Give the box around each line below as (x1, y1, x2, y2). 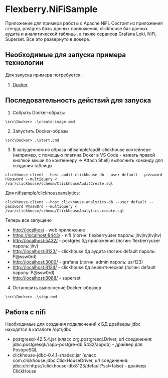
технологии (5, 59, 44, 67)
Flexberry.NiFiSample (5, 4, 98, 15)
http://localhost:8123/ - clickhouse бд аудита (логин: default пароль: (12, 248, 156, 254)
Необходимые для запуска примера (5, 51, 126, 59)
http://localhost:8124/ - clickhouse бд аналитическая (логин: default (12, 264, 156, 270)
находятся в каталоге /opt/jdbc (5, 326, 72, 332)
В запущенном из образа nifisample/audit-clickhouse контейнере (12, 147, 151, 153)
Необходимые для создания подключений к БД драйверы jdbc (5, 321, 141, 327)
